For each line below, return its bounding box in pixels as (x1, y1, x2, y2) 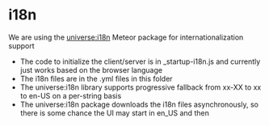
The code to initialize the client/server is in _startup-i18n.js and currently (19, 57, 261, 66)
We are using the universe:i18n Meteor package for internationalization (8, 32, 244, 42)
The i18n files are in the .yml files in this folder (19, 73, 173, 83)
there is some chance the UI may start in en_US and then (19, 107, 210, 118)
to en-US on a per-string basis (19, 90, 122, 100)
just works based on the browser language (19, 65, 163, 74)
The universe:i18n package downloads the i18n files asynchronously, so (19, 99, 258, 109)
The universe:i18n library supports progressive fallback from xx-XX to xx (19, 82, 262, 92)
